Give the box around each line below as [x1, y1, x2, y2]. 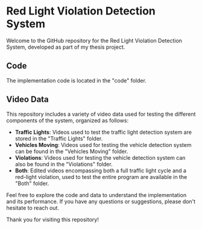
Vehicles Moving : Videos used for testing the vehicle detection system [14, 141, 192, 148]
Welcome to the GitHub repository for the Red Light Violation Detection [6, 37, 183, 44]
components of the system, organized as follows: [6, 116, 128, 124]
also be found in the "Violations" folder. [14, 160, 113, 168]
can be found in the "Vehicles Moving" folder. [14, 148, 128, 155]
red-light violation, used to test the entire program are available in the [14, 173, 188, 180]
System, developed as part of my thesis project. [6, 43, 125, 51]
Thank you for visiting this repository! [6, 216, 99, 223]
